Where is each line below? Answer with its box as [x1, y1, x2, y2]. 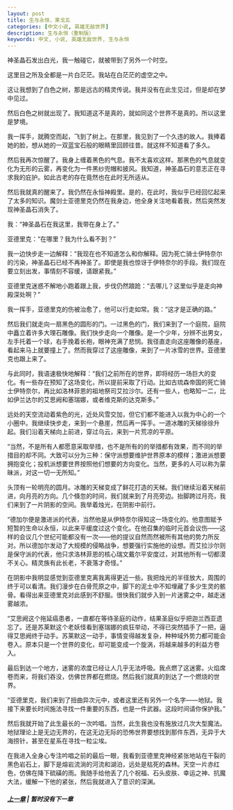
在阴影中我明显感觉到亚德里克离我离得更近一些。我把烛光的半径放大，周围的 [7, 574, 226, 582]
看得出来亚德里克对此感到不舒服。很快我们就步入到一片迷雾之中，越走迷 [19, 591, 226, 600]
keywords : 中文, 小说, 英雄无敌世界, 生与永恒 [7, 36, 130, 43]
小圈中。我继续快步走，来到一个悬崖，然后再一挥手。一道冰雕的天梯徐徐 [7, 419, 214, 427]
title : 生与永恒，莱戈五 [7, 17, 71, 24]
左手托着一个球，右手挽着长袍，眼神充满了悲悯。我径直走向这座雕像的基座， [7, 338, 226, 346]
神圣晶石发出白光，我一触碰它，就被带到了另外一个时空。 [7, 56, 171, 65]
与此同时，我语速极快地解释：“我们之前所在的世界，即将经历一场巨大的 [7, 370, 211, 378]
